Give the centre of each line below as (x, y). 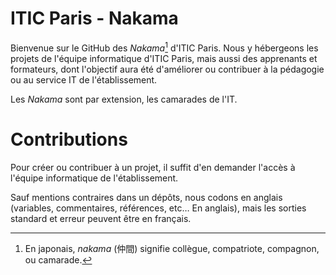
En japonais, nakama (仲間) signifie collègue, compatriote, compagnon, (172, 248)
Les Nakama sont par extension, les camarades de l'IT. (124, 99)
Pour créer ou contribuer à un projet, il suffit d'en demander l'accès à (153, 167)
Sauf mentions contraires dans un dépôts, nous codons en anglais (146, 197)
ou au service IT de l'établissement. (84, 79)
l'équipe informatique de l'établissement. (94, 178)
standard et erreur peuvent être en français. (101, 218)
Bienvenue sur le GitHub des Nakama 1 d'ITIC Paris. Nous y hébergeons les (164, 47)
